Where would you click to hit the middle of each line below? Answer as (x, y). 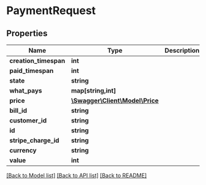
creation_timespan (37, 61)
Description (182, 51)
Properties (27, 33)
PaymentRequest (51, 11)
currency (23, 150)
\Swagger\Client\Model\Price (115, 100)
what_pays (26, 91)
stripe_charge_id (34, 140)
